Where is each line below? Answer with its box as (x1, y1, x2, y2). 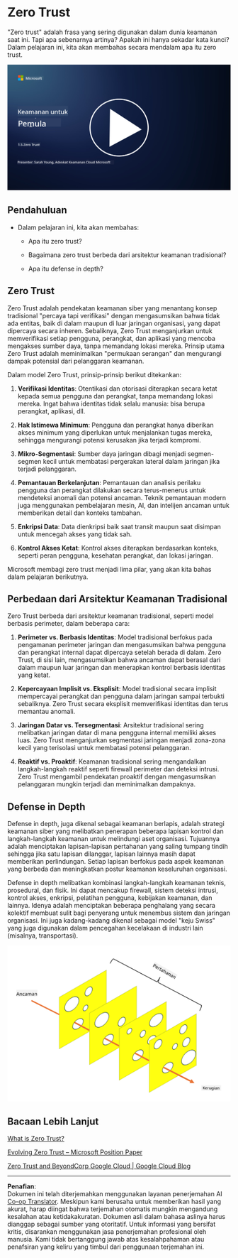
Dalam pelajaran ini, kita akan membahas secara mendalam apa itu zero (7, 43, 217, 51)
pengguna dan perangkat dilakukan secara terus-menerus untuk (17, 486, 207, 494)
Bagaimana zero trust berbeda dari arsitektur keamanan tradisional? (28, 250, 227, 259)
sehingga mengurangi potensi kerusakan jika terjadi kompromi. (17, 435, 202, 444)
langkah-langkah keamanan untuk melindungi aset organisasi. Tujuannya (7, 835, 220, 843)
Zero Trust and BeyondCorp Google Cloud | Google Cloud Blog (7, 1161, 191, 1170)
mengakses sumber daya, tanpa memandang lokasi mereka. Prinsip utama (7, 342, 225, 350)
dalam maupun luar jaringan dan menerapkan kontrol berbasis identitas (17, 663, 226, 672)
